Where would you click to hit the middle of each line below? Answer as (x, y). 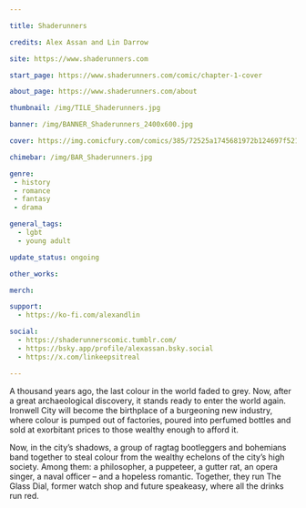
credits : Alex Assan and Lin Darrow (79, 42)
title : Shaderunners (49, 25)
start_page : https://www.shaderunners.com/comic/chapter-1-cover (136, 75)
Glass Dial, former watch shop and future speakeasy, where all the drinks (147, 486)
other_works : (34, 274)
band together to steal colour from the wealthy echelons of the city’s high (147, 457)
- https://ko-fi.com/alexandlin (79, 315)
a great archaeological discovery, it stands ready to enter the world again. (148, 401)
